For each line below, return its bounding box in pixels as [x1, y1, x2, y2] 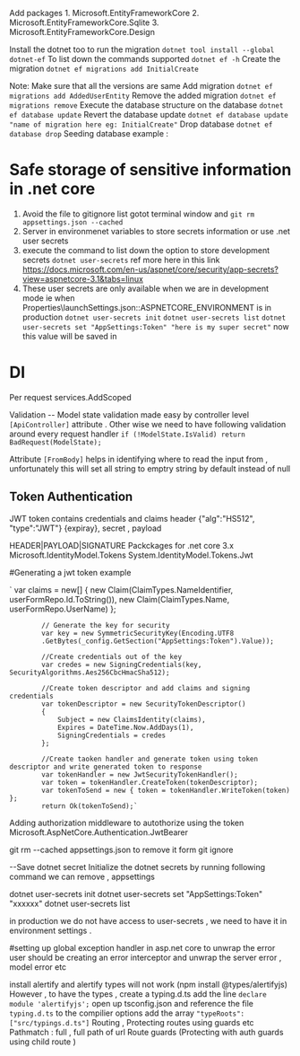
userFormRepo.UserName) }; [9, 603, 116, 614]
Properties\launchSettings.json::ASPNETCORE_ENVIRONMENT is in [21, 302, 271, 312]
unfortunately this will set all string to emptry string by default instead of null [9, 462, 291, 474]
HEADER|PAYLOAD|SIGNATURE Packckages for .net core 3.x [9, 540, 235, 550]
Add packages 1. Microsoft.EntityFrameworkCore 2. [9, 8, 200, 18]
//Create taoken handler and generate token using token [41, 754, 258, 763]
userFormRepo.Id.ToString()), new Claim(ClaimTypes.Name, [9, 594, 230, 604]
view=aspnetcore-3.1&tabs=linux [21, 273, 143, 284]
